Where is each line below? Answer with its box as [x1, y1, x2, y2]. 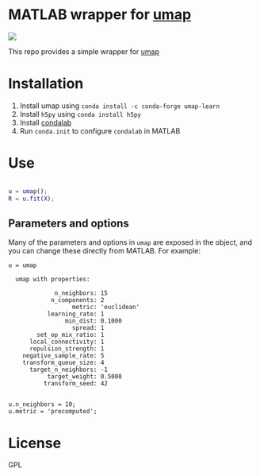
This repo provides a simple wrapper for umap [8, 46, 160, 56]
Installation [8, 75, 84, 93]
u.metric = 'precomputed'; [8, 408, 97, 416]
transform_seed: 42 [43, 380, 109, 388]
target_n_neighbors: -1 [29, 366, 109, 374]
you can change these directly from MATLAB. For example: [8, 246, 201, 256]
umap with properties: [15, 276, 90, 284]
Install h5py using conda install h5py [19, 109, 141, 118]
